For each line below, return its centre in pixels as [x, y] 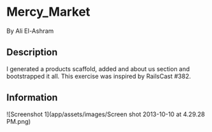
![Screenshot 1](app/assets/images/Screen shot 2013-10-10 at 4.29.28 [106, 114]
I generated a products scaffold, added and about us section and [98, 68]
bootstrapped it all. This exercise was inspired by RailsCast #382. [99, 76]
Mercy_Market [48, 12]
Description [32, 52]
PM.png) [19, 121]
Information [32, 97]
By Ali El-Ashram [30, 31]
